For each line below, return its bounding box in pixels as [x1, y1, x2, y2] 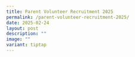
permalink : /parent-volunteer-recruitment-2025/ [6, 14, 130, 20]
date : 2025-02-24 [6, 20, 50, 26]
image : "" [6, 36, 31, 42]
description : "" [6, 31, 47, 37]
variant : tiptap [6, 42, 47, 48]
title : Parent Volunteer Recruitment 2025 [6, 8, 113, 15]
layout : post [6, 25, 39, 31]
